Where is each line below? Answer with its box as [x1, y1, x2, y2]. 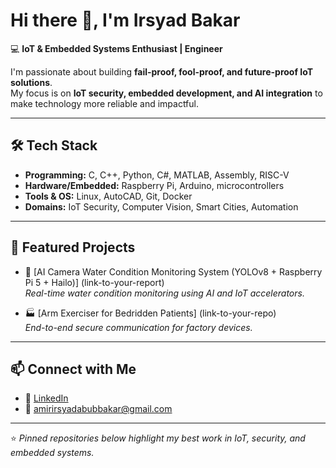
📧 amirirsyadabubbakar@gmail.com [24, 403, 173, 415]
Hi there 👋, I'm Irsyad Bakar [10, 9, 241, 32]
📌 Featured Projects [10, 239, 136, 256]
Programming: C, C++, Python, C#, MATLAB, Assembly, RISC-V [24, 169, 290, 181]
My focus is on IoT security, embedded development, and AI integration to [10, 87, 323, 99]
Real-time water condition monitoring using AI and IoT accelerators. [24, 287, 305, 299]
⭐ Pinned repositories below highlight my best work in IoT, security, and [10, 432, 306, 444]
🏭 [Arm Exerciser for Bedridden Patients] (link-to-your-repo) [24, 307, 277, 319]
